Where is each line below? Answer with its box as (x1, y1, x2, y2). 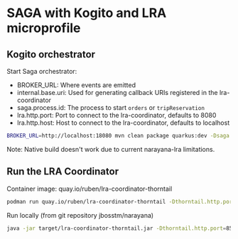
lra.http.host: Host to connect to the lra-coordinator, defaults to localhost (16, 118, 230, 127)
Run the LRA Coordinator (6, 165, 119, 178)
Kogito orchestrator (6, 48, 96, 60)
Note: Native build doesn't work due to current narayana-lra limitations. (6, 145, 215, 153)
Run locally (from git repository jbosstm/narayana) (6, 211, 154, 219)
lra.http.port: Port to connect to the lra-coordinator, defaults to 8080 (16, 111, 217, 119)
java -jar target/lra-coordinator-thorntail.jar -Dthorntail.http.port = (6, 225, 227, 232)
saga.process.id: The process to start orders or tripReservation (16, 104, 205, 111)
